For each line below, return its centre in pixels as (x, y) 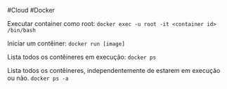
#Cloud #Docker (31, 10)
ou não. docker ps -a (38, 78)
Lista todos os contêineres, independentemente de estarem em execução (114, 70)
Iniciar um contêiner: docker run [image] (66, 43)
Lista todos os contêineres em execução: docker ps (82, 57)
